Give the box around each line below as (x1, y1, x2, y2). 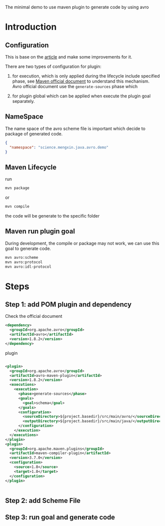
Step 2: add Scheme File (5, 496, 81, 505)
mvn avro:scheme (5, 255, 38, 260)
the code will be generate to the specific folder (5, 213, 100, 218)
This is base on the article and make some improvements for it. (5, 54, 133, 60)
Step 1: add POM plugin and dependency (5, 300, 132, 309)
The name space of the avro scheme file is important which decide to (5, 125, 146, 131)
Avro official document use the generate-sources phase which (12, 84, 138, 89)
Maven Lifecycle (5, 163, 56, 171)
